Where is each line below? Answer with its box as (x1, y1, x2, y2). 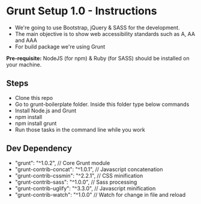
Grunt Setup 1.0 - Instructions (6, 4, 157, 18)
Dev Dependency (6, 144, 72, 154)
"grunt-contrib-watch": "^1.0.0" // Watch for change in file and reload (14, 191, 186, 198)
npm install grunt (14, 120, 57, 127)
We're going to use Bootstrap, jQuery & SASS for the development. (14, 24, 180, 31)
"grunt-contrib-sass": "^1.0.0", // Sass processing (14, 178, 137, 185)
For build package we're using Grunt (14, 43, 106, 50)
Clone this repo (14, 94, 53, 101)
